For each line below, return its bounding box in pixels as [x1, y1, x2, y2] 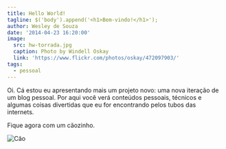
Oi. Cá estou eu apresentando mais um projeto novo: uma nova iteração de [7, 86, 219, 94]
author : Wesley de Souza [7, 23, 78, 29]
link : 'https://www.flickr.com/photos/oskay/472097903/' [13, 55, 180, 62]
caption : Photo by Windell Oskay [13, 49, 109, 55]
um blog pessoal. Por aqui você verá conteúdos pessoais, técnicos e [7, 93, 202, 101]
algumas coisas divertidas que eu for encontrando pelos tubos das [7, 100, 196, 109]
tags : [7, 61, 23, 68]
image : [7, 36, 26, 42]
